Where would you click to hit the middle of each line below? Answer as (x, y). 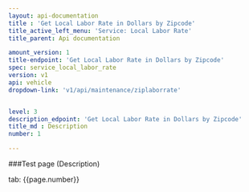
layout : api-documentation (53, 16)
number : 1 (25, 134)
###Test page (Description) (54, 164)
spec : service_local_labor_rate (62, 68)
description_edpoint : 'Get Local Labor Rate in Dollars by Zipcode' (125, 119)
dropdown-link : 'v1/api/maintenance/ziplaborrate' (95, 90)
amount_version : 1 (39, 53)
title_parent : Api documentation (64, 38)
